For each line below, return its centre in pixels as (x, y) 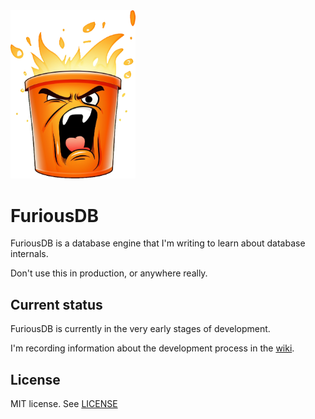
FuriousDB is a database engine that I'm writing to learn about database (158, 243)
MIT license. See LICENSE (64, 404)
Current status (56, 304)
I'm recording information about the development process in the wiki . (152, 348)
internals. (29, 254)
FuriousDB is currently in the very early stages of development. (140, 329)
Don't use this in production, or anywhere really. (109, 273)
